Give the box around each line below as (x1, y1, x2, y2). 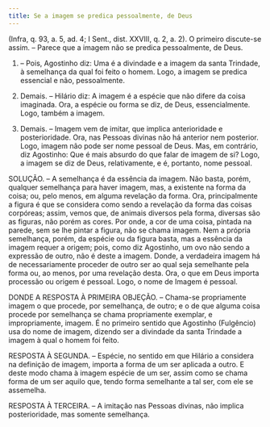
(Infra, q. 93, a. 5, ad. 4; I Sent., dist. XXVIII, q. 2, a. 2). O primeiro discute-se (8, 34, 262, 44)
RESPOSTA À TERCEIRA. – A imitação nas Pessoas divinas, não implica (8, 400, 244, 410)
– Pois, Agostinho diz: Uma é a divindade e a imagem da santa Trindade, (19, 58, 260, 68)
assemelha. (8, 385, 47, 395)
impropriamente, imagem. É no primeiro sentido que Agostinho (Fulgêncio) (8, 318, 256, 328)
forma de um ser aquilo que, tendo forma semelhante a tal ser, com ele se (8, 376, 254, 386)
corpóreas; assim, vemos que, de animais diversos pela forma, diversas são (8, 207, 260, 218)
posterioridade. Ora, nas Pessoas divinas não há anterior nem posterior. (19, 132, 260, 142)
